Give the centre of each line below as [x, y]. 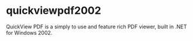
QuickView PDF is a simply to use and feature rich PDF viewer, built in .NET [96, 27]
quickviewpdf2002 [54, 11]
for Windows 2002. [29, 32]
